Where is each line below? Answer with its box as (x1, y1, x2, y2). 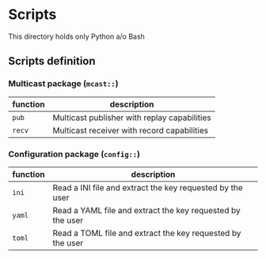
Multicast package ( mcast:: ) (8, 78, 119, 89)
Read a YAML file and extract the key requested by (52, 205, 241, 216)
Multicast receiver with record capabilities (52, 125, 208, 136)
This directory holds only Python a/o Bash (8, 32, 145, 41)
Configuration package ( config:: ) (8, 148, 141, 160)
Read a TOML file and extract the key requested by (52, 227, 241, 238)
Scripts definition (8, 54, 97, 68)
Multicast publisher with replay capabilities (52, 112, 211, 123)
